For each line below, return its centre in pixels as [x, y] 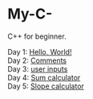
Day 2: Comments [37, 60]
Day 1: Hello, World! [40, 52]
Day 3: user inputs [38, 68]
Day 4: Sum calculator [44, 77]
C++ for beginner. [37, 36]
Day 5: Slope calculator [46, 86]
